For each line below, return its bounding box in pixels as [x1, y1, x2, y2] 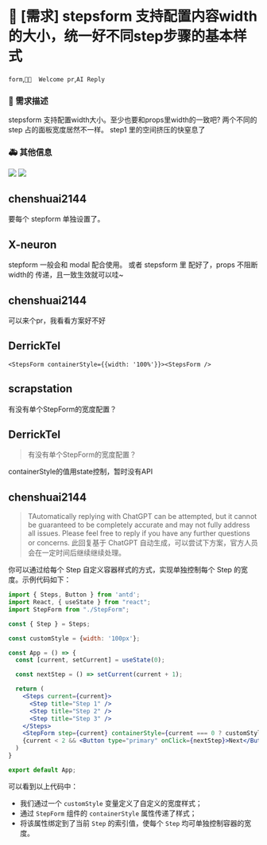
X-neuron [8, 238, 57, 251]
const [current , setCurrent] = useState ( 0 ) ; [15, 656, 165, 664]
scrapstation [8, 382, 73, 395]
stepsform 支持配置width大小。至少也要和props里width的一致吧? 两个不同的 [8, 115, 257, 124]
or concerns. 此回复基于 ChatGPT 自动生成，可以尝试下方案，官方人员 [27, 538, 258, 548]
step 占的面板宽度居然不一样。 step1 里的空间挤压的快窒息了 [8, 125, 206, 135]
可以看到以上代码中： [8, 781, 78, 791]
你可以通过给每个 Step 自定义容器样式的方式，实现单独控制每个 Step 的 [8, 565, 242, 575]
